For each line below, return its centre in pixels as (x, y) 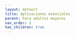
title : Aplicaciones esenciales (37, 14)
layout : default (21, 9)
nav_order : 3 (18, 23)
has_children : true (25, 27)
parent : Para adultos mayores (36, 18)
